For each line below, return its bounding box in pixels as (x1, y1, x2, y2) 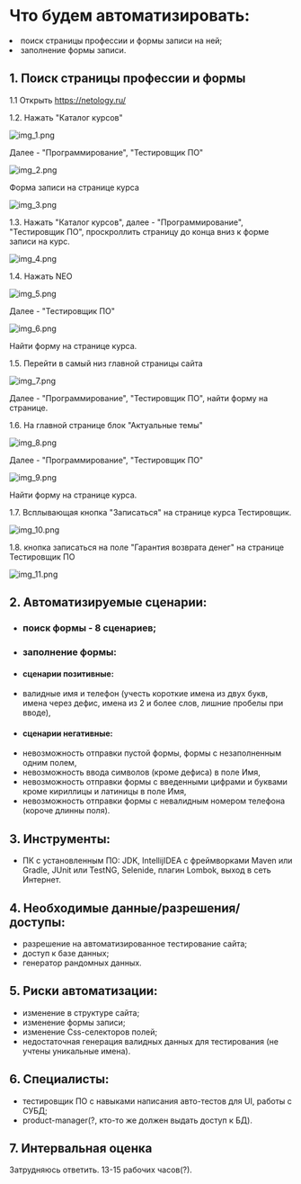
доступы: (9, 914, 66, 929)
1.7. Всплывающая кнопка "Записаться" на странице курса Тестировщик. (9, 507, 292, 517)
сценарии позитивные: (22, 668, 114, 679)
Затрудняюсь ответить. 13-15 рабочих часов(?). (9, 1164, 193, 1175)
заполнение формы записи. (21, 44, 127, 55)
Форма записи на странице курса (9, 182, 139, 193)
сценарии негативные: (22, 728, 114, 739)
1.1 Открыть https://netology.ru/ (9, 94, 127, 105)
